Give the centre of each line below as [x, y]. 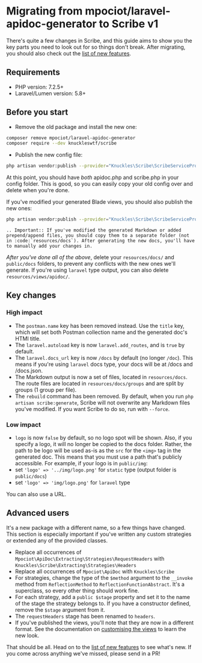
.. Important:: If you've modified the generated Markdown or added [94, 230]
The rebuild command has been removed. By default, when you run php [104, 396]
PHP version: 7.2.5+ [39, 87]
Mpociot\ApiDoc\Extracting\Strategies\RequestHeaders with [90, 558]
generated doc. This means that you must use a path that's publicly [98, 457]
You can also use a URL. [36, 494]
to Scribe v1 [129, 24]
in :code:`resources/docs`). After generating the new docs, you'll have [101, 241]
